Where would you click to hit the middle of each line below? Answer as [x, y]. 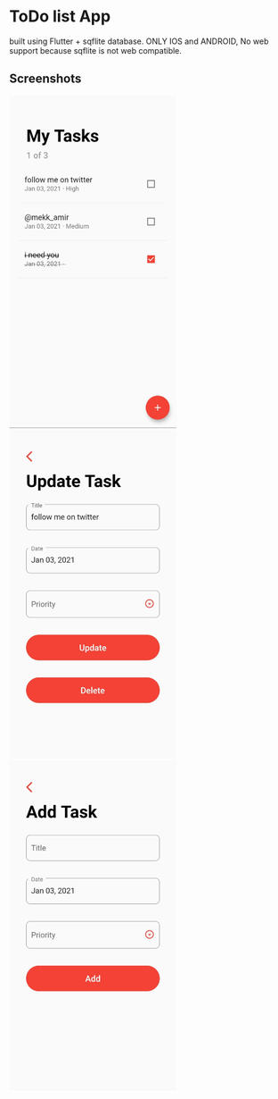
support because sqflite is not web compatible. [96, 50]
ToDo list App [60, 17]
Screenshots [45, 79]
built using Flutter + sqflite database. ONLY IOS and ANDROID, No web [139, 41]
